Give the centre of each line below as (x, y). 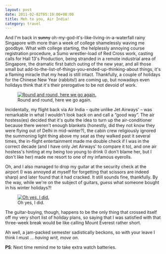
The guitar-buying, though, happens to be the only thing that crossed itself (81, 212)
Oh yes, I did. (31, 203)
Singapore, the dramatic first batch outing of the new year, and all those (78, 64)
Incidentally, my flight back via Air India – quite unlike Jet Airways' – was (79, 110)
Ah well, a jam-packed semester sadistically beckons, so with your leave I (80, 232)
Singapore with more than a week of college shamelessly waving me (75, 43)
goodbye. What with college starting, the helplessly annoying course (75, 48)
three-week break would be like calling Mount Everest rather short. (73, 223)
